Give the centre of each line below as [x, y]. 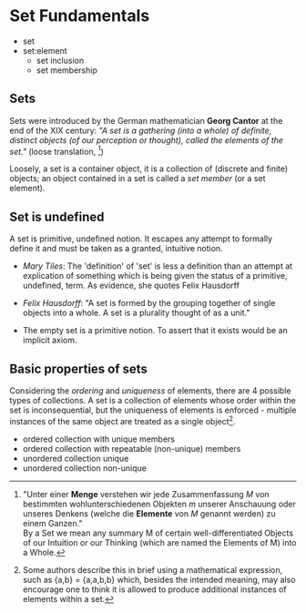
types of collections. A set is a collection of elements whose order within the [153, 401]
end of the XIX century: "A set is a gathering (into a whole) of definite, [141, 130]
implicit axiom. [50, 340]
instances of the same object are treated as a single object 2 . [122, 420]
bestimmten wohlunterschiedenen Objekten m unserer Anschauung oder [159, 504]
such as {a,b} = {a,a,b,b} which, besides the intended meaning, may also [159, 579]
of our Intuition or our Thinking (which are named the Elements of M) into [159, 542]
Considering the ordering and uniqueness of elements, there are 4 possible [150, 391]
